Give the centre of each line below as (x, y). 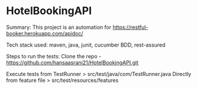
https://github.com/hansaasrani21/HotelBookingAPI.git (72, 62)
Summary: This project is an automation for (59, 27)
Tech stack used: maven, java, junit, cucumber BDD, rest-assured (86, 45)
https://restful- (130, 27)
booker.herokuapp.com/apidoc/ (45, 33)
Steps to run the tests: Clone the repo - (54, 56)
